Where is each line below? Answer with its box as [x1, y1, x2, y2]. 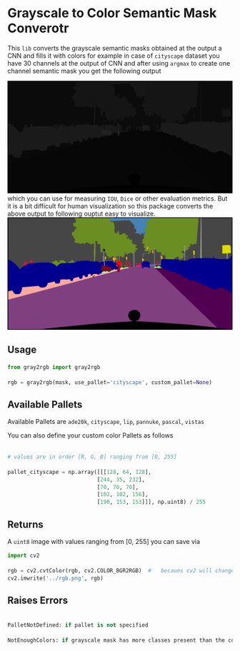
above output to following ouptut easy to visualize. [7, 209, 156, 218]
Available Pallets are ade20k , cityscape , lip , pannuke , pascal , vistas [7, 418, 205, 426]
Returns [7, 518, 44, 530]
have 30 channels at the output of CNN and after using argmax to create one [7, 59, 231, 67]
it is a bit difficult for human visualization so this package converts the [7, 201, 214, 210]
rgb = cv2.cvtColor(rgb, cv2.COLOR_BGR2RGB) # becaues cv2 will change [7, 567, 235, 574]
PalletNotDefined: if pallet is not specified [7, 622, 149, 629]
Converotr [7, 20, 69, 36]
